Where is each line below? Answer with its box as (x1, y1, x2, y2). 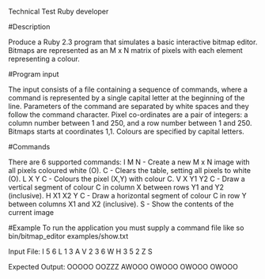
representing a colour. (8, 55, 81, 63)
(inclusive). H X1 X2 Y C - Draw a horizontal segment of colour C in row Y (8, 191, 247, 200)
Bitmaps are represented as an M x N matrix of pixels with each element (8, 46, 243, 55)
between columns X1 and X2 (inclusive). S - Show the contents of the (8, 199, 234, 209)
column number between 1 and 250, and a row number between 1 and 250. (8, 119, 252, 127)
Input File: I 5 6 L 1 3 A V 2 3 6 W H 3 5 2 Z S (8, 247, 153, 256)
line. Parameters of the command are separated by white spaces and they (8, 102, 249, 111)
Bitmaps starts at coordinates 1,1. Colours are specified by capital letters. (8, 126, 245, 136)
